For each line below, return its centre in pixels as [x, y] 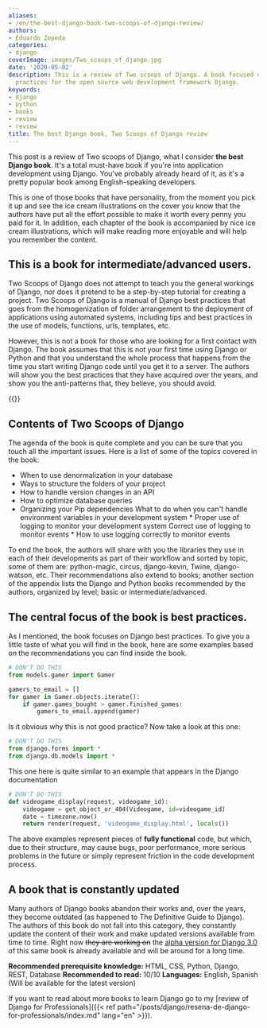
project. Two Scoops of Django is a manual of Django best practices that [127, 301]
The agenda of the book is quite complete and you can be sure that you [125, 443]
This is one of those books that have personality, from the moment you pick [132, 197]
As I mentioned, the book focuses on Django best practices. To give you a [129, 636]
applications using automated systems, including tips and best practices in [130, 317]
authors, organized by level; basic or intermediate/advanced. [108, 592]
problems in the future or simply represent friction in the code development [132, 856]
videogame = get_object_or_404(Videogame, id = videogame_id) [124, 809]
